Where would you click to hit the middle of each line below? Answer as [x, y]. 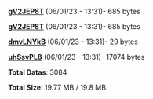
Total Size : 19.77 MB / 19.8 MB [57, 87]
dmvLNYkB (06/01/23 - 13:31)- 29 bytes [73, 42]
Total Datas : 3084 [38, 72]
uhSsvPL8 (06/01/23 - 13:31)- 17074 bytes [76, 57]
